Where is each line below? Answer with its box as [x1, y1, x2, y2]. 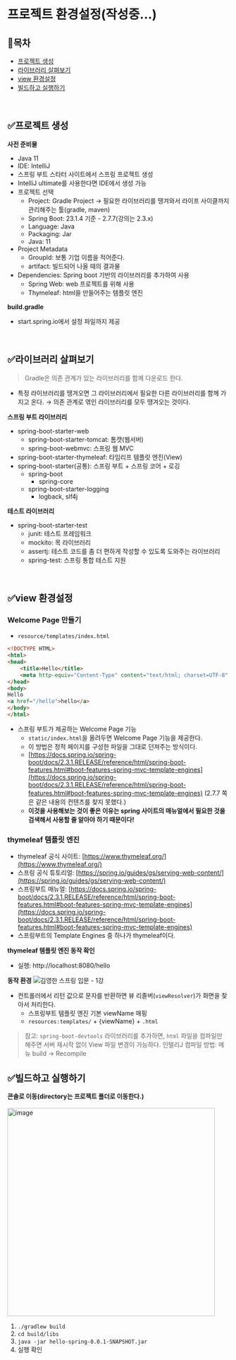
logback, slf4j [38, 492, 78, 501]
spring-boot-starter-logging [27, 484, 109, 493]
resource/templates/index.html [17, 633, 110, 640]
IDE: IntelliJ [17, 161, 51, 170]
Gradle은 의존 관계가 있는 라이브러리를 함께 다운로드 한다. [24, 373, 183, 382]
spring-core [38, 477, 74, 485]
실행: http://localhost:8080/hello [17, 961, 111, 970]
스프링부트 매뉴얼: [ [17, 885, 71, 893]
